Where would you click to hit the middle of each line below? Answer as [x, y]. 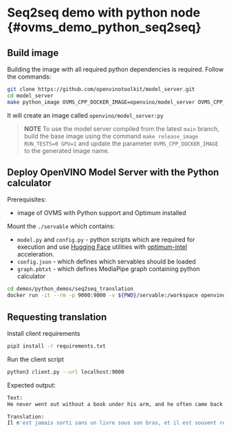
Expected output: [32, 385]
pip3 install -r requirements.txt [57, 346]
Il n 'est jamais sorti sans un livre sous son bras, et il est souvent [112, 423]
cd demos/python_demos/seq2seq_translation [70, 289]
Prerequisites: [27, 200]
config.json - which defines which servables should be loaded [106, 262]
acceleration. [36, 254]
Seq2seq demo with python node [104, 13]
